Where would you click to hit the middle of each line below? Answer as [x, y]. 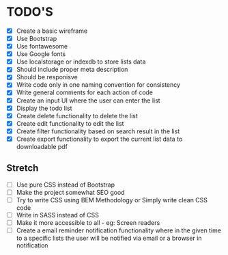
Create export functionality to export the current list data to [99, 139]
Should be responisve [47, 77]
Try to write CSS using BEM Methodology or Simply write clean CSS [112, 200]
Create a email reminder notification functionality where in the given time [119, 230]
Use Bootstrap [37, 39]
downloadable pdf [42, 146]
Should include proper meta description [72, 70]
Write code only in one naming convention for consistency [98, 85]
